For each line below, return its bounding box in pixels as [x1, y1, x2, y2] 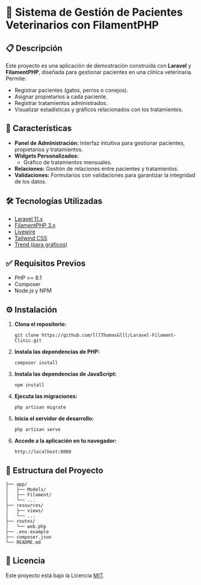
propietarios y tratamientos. [14, 145, 84, 153]
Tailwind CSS [14, 234, 48, 241]
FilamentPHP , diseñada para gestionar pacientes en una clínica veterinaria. [5, 69, 193, 75]
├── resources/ [5, 502, 44, 509]
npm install [14, 382, 45, 388]
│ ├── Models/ [5, 487, 46, 493]
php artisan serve [14, 427, 61, 433]
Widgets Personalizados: [14, 152, 79, 159]
